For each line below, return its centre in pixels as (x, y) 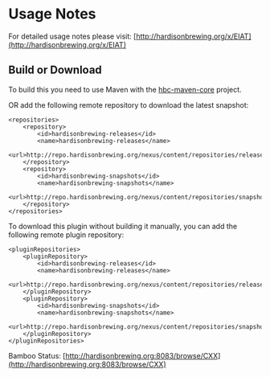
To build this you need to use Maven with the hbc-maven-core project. (125, 89)
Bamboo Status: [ (37, 355)
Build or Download (55, 70)
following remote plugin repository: (66, 235)
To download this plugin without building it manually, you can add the (123, 226)
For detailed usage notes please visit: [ (72, 36)
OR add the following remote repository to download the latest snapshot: (129, 104)
